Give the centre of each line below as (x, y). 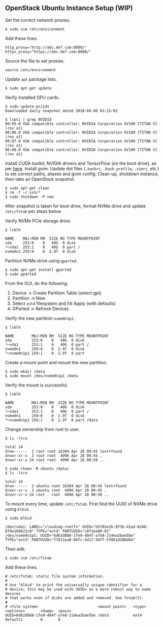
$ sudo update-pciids (27, 106)
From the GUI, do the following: (37, 283)
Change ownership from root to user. (43, 429)
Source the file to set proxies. (35, 61)
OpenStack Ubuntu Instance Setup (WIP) (69, 8)
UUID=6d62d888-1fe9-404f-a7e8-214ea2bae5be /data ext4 (73, 615)
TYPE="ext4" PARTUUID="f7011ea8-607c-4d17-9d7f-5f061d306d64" (70, 540)
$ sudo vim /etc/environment (35, 29)
